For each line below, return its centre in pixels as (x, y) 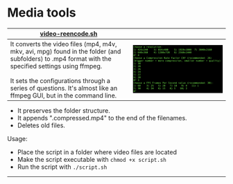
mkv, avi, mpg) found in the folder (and (66, 51)
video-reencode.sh (69, 34)
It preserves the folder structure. (64, 111)
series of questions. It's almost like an (64, 88)
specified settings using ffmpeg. (56, 66)
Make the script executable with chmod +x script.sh (92, 160)
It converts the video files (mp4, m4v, (63, 44)
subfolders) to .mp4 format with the (61, 58)
